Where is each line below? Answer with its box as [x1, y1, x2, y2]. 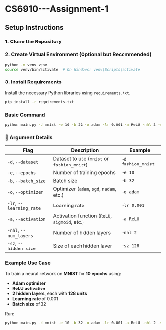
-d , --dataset [7, 158, 39, 165]
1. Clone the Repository [5, 38, 62, 45]
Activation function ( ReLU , [53, 212, 112, 219]
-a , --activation [7, 216, 46, 223]
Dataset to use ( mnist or [53, 155, 109, 162]
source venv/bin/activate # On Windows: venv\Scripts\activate [5, 67, 140, 72]
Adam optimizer [12, 280, 46, 286]
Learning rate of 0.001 [12, 296, 58, 302]
